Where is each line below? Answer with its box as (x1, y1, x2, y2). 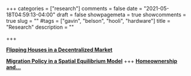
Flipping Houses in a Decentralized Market (6, 46, 113, 53)
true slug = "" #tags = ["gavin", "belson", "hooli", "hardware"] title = (6, 18, 171, 24)
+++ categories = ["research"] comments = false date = (6, 5, 143, 12)
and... (6, 64, 21, 71)
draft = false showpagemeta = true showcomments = (56, 11, 186, 18)
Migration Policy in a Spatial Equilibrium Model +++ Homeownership (6, 58, 177, 64)
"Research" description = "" (6, 23, 75, 30)
